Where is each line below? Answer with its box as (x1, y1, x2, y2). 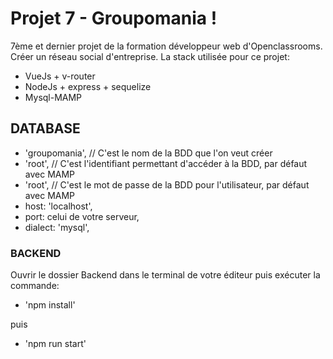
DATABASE (10, 120, 81, 137)
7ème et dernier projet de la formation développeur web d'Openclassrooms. (10, 40, 323, 52)
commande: (10, 280, 60, 292)
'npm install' (24, 299, 76, 311)
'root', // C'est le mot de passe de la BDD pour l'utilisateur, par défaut (24, 178, 310, 191)
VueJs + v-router (24, 70, 96, 82)
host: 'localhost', (24, 200, 93, 212)
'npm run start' (24, 338, 87, 350)
